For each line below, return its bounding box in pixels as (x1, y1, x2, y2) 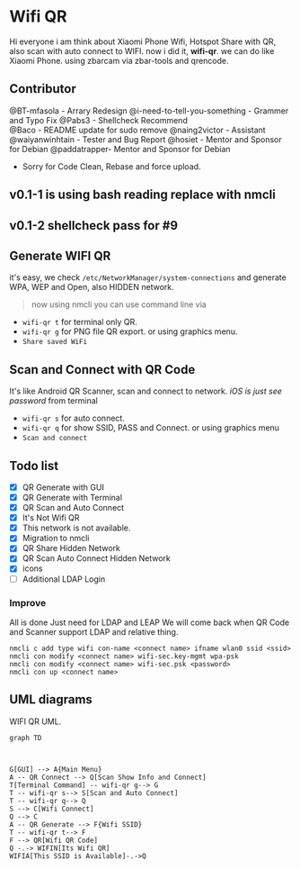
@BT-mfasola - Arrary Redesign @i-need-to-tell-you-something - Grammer (9, 105, 289, 116)
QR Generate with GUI (22, 482, 105, 493)
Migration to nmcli (22, 533, 90, 544)
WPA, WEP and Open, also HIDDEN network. (9, 282, 175, 293)
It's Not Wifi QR (22, 512, 80, 523)
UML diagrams (9, 692, 93, 708)
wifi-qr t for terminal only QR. (22, 317, 137, 328)
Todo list (9, 457, 59, 474)
